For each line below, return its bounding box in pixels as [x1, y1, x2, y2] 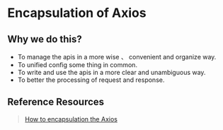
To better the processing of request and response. [17, 76, 165, 84]
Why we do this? [7, 33, 83, 45]
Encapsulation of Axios [7, 5, 147, 21]
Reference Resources [7, 96, 105, 108]
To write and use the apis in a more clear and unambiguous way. [17, 69, 206, 76]
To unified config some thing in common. [17, 61, 138, 69]
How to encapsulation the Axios [24, 114, 118, 123]
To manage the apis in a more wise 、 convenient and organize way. [17, 53, 217, 61]
